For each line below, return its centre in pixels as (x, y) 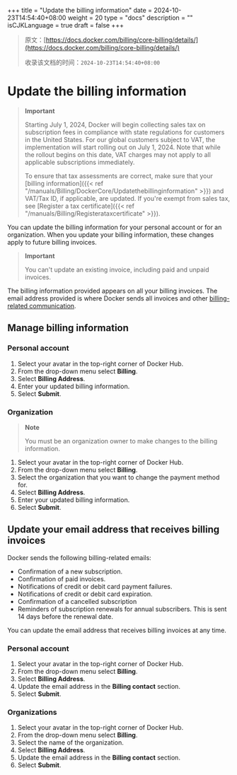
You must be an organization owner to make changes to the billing (121, 441)
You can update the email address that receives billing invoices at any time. (117, 630)
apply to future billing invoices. (52, 242)
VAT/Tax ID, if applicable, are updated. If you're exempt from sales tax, (127, 198)
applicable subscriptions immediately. (80, 162)
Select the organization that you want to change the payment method (118, 477)
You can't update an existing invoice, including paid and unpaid (117, 269)
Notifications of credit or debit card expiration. (85, 594)
